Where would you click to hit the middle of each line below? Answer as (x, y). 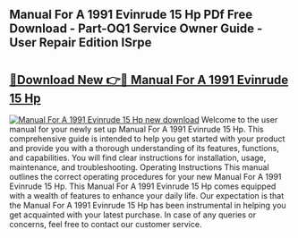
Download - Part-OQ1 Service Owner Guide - (136, 29)
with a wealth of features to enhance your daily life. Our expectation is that (147, 195)
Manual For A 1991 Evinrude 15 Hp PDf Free (131, 15)
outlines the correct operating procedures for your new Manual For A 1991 (145, 177)
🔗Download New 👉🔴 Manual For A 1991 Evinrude (149, 80)
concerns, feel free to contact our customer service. (106, 224)
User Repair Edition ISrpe (81, 42)
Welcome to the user (239, 119)
